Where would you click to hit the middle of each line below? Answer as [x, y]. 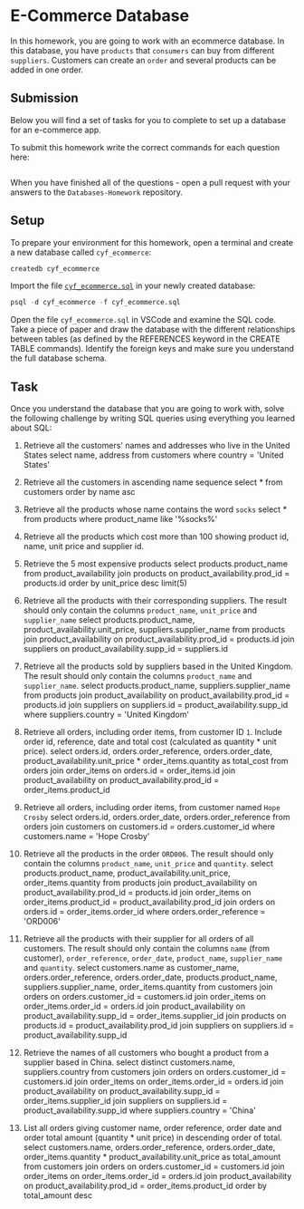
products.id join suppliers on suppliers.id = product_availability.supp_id [156, 705]
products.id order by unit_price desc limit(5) [105, 583]
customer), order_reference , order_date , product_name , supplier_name [153, 958]
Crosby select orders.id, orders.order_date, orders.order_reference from [157, 817]
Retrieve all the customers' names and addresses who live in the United [157, 446]
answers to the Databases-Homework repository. [97, 192]
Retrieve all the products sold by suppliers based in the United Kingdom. [158, 666]
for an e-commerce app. [56, 130]
